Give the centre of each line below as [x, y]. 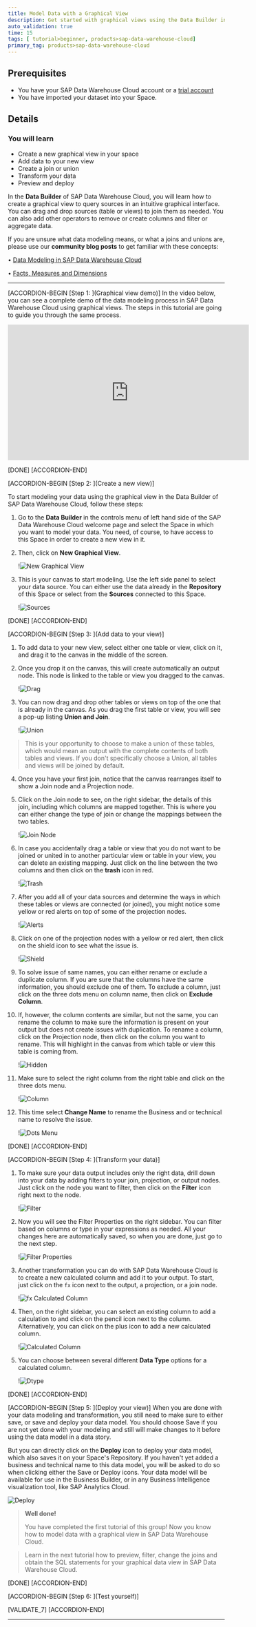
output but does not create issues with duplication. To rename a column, [120, 1029]
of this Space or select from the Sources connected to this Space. [112, 594]
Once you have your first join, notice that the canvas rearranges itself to [120, 779]
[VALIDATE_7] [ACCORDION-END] [56, 1609]
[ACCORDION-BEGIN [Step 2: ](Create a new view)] [81, 483]
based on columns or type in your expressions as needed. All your [111, 1229]
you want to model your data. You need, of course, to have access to [116, 532]
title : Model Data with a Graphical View [68, 13]
